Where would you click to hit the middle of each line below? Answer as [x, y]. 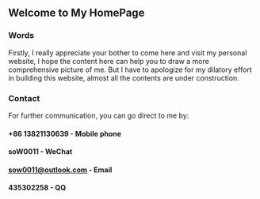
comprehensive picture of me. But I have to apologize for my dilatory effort [130, 69]
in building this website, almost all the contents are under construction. [124, 77]
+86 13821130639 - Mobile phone [65, 133]
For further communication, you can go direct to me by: [99, 115]
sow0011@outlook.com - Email [60, 170]
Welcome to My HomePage [76, 13]
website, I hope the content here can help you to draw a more [109, 61]
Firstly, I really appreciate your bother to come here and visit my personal [128, 53]
